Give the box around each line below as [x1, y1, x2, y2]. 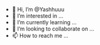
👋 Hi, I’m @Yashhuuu [12, 6, 65, 13]
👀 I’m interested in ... [12, 12, 64, 19]
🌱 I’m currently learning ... [12, 19, 77, 26]
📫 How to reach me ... [12, 32, 68, 39]
